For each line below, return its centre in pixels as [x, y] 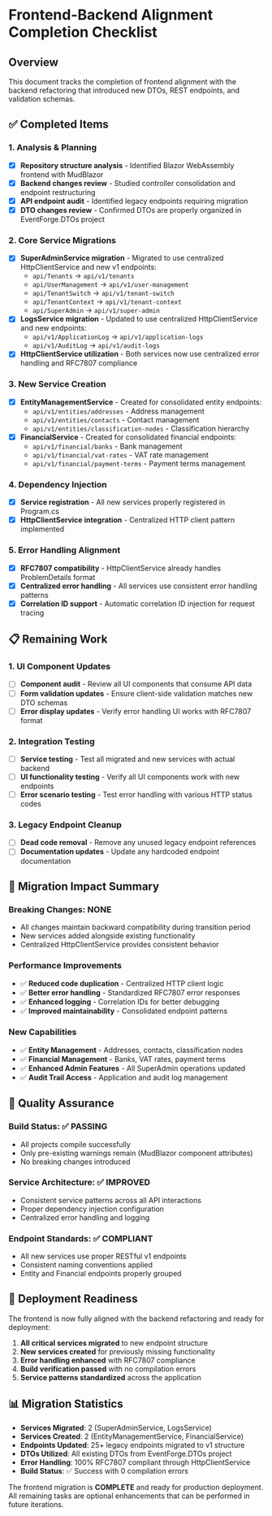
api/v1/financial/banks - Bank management [107, 446]
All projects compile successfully [76, 1144]
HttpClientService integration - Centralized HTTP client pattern [127, 520]
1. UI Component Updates [60, 666]
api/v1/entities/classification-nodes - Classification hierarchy [141, 428]
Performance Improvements [65, 966]
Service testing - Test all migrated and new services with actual [127, 759]
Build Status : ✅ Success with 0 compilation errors [104, 1471]
